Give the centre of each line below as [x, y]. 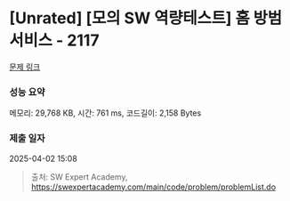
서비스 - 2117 [54, 40]
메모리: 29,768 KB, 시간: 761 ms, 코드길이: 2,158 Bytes [105, 113]
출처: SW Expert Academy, [79, 177]
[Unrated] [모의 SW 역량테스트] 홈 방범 [146, 18]
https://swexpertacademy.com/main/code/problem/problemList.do [153, 187]
